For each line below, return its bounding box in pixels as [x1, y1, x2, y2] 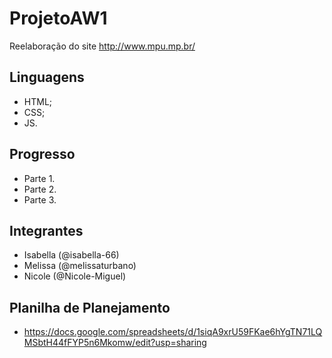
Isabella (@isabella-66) [23, 249, 120, 261]
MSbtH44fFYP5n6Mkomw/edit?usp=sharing [23, 337, 207, 349]
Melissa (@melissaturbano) [23, 260, 137, 272]
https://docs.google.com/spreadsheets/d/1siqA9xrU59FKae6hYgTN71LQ [23, 326, 323, 338]
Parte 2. [23, 183, 57, 195]
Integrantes [9, 222, 84, 239]
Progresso [9, 146, 76, 163]
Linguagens [9, 69, 85, 86]
